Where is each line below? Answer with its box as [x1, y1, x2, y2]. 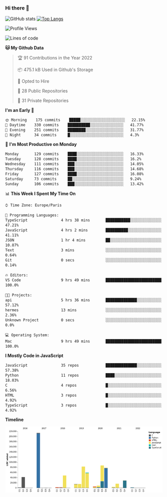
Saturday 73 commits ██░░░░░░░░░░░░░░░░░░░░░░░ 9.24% [5, 177, 142, 182]
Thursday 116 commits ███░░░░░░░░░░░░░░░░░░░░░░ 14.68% [5, 167, 144, 172]
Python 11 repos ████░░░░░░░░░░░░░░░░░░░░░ [5, 373, 162, 378]
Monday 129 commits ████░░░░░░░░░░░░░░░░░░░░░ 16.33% [5, 152, 144, 157]
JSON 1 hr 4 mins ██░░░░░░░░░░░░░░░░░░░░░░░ [5, 238, 162, 243]
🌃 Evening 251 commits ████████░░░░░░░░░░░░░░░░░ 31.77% [5, 127, 144, 133]
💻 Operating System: [5, 333, 50, 338]
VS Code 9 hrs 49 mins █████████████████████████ [5, 278, 162, 283]
